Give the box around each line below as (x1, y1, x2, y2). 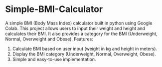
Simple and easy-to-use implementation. (12, 56, 96, 62)
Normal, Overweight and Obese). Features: (5, 36, 93, 42)
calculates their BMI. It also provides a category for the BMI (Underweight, (5, 30, 158, 36)
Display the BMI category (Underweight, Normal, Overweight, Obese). (12, 51, 156, 57)
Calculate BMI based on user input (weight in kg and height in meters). (12, 45, 158, 51)
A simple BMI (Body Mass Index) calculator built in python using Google (5, 20, 153, 26)
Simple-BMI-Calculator (5, 3, 103, 15)
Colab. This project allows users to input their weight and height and (5, 25, 146, 31)
